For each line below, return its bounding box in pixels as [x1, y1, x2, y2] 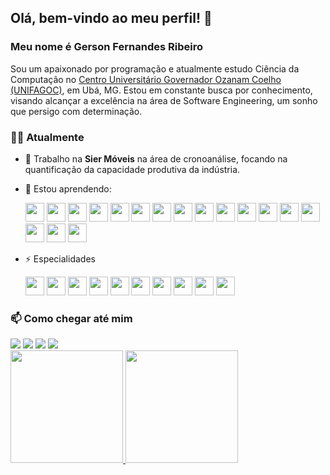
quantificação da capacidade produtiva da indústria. [24, 163, 241, 175]
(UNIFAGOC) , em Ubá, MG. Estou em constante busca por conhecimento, [10, 84, 313, 96]
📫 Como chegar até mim [10, 311, 133, 325]
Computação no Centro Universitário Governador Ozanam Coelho [10, 73, 282, 85]
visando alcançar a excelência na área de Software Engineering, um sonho [10, 94, 318, 106]
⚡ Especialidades [24, 252, 96, 265]
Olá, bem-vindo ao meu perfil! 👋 [10, 10, 213, 27]
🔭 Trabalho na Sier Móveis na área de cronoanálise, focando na [24, 152, 288, 165]
